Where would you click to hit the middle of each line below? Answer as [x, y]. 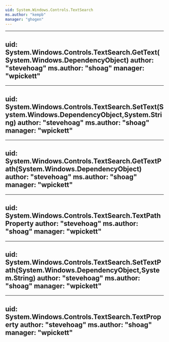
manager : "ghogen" [24, 19]
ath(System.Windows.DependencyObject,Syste [82, 270]
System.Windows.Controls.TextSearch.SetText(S [84, 107]
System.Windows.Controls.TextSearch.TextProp [83, 317]
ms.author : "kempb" [26, 15]
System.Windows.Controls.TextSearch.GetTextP [83, 161]
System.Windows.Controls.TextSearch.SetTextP [83, 263]
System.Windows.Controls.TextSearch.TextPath [83, 216]
